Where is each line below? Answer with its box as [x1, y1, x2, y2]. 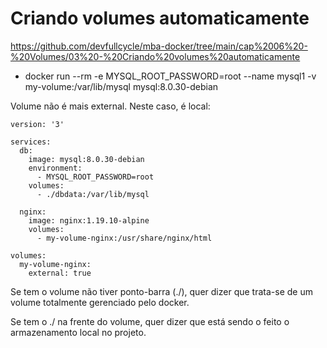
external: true [28, 268, 92, 278]
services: [10, 137, 52, 147]
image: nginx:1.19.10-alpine [28, 215, 150, 226]
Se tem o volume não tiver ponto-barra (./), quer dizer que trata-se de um [10, 285, 313, 297]
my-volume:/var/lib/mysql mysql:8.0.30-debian [24, 80, 219, 92]
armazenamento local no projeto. [10, 326, 147, 338]
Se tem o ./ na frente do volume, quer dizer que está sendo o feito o [10, 315, 290, 327]
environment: [28, 163, 83, 173]
